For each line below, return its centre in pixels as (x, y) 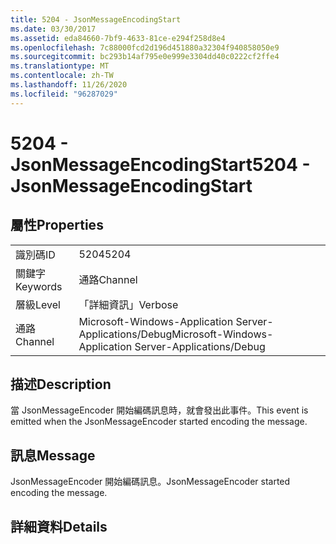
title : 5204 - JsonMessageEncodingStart (96, 19)
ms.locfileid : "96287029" (64, 94)
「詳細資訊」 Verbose (128, 304)
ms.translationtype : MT (60, 66)
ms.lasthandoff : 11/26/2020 (69, 85)
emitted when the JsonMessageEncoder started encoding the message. (159, 422)
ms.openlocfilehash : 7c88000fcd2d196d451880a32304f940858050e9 (145, 47)
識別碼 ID (35, 254)
